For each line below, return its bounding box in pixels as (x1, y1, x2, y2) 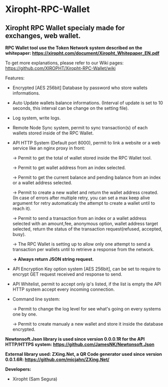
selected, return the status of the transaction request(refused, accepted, (12, 226, 162, 232)
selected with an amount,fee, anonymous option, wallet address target (12, 220, 158, 226)
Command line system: (12, 296, 60, 302)
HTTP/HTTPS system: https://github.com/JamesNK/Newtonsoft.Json (5, 341, 154, 347)
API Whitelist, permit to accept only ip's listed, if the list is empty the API (12, 281, 161, 287)
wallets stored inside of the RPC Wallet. (12, 130, 94, 136)
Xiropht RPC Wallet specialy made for (5, 24, 125, 32)
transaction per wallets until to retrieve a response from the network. (12, 247, 154, 252)
